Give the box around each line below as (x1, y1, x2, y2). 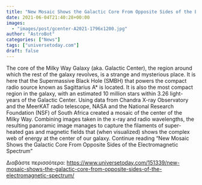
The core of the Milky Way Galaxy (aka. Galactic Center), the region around (6, 64, 192, 71)
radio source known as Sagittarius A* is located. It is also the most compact (6, 83, 194, 91)
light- (170, 89, 183, 97)
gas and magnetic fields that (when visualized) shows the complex (25, 128, 191, 135)
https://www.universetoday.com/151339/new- (66, 159, 180, 166)
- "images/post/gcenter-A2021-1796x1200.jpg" (11, 25, 128, 32)
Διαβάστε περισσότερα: (6, 159, 66, 166)
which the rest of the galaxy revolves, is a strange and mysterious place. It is (6, 70, 196, 78)
